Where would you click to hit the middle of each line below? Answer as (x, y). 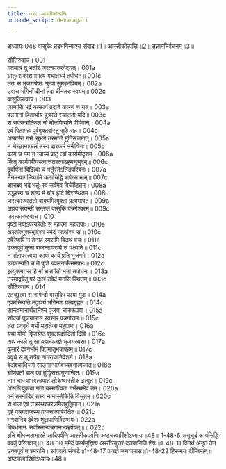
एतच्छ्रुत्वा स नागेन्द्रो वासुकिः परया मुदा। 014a (57, 294)
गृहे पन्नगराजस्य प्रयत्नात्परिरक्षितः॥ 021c (51, 411)
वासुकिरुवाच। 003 (29, 99)
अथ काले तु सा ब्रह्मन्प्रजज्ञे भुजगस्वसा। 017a (56, 341)
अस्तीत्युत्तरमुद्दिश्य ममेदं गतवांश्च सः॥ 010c (54, 232)
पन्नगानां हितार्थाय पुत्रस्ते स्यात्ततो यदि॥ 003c (57, 115)
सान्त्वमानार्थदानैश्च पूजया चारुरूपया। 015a (55, 310)
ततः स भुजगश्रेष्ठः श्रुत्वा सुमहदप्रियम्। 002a (55, 83)
